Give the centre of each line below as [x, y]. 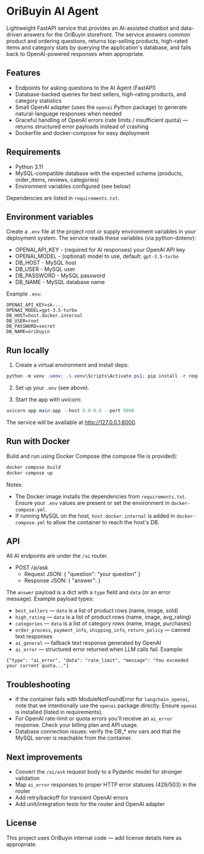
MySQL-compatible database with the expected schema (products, [99, 173]
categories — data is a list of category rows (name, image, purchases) [103, 623]
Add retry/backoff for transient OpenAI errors [72, 797]
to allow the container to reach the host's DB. [103, 522]
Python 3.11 [29, 167]
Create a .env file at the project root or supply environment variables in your [101, 232]
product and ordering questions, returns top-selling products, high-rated [97, 41]
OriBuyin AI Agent [53, 11]
